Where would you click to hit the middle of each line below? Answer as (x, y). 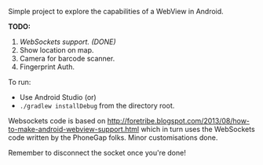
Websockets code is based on (57, 121)
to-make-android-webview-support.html (74, 129)
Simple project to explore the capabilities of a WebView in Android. (116, 11)
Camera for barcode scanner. (67, 59)
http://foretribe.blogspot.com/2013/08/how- (178, 121)
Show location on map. (57, 50)
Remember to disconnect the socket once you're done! (97, 153)
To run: (20, 82)
